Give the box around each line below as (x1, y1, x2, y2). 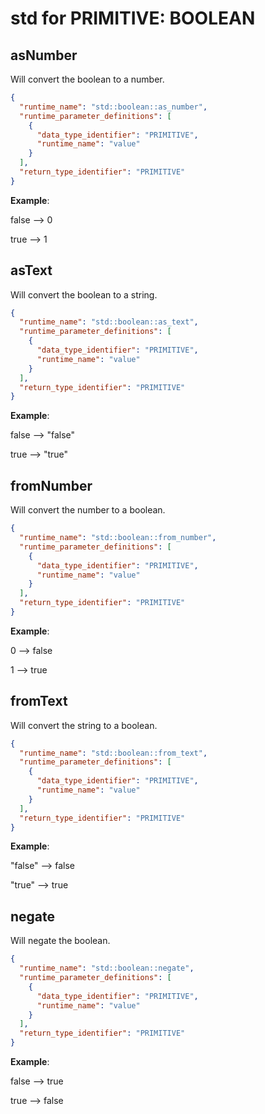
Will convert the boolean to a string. (10, 288, 158, 301)
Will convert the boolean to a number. (10, 73, 165, 85)
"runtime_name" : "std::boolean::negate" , (19, 963, 195, 974)
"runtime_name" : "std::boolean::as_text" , (19, 317, 199, 327)
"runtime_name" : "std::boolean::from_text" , (19, 748, 208, 758)
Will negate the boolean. (10, 935, 111, 947)
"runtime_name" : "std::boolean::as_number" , (19, 102, 208, 112)
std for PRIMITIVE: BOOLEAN (10, 7, 256, 30)
